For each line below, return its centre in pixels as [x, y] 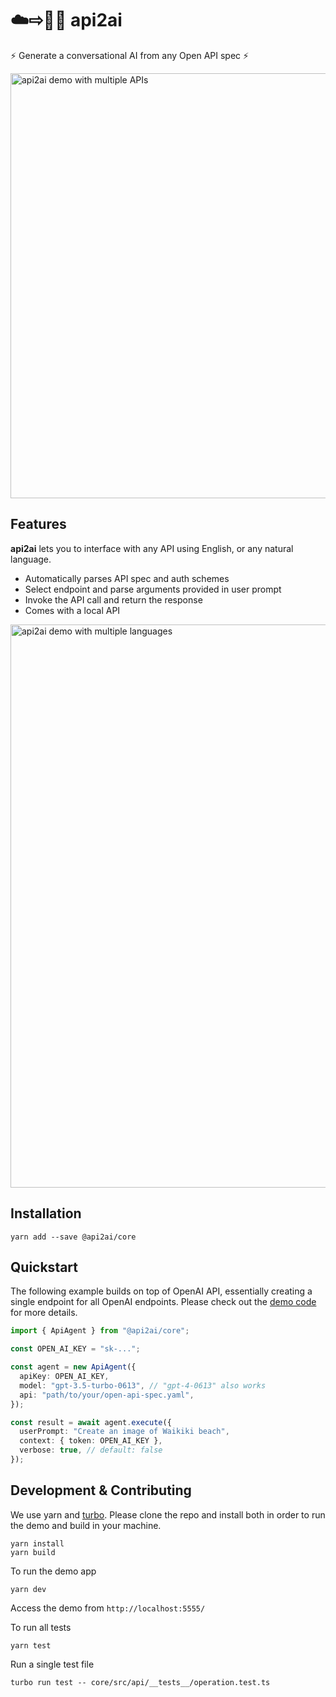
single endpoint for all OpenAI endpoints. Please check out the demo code [163, 1302]
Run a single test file [52, 1664]
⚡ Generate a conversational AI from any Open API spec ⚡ [130, 55]
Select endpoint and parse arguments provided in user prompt [153, 589]
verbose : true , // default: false [91, 1450]
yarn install [37, 1543]
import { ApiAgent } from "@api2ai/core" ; [100, 1331]
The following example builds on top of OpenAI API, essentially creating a [161, 1291]
